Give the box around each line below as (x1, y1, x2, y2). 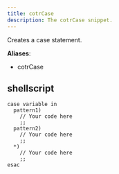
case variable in (7, 101, 57, 108)
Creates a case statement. (7, 35, 82, 44)
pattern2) (13, 125, 42, 132)
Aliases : (7, 49, 31, 58)
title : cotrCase (7, 10, 54, 17)
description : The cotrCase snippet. (7, 17, 113, 24)
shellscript (7, 82, 55, 94)
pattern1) (13, 107, 42, 114)
